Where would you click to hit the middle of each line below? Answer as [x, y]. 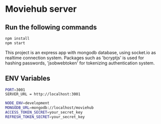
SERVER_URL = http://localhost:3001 [43, 94]
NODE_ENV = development [27, 103]
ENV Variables [28, 78]
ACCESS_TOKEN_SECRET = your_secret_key [44, 112]
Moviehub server [41, 9]
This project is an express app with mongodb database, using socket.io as [81, 52]
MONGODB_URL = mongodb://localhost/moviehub [49, 108]
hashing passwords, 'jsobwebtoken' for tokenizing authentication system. [80, 63]
